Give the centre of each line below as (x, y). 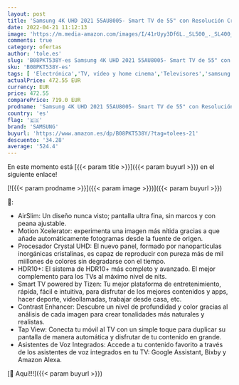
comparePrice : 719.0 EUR (44, 101)
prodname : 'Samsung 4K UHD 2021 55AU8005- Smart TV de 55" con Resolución (121, 107)
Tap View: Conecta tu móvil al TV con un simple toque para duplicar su (122, 329)
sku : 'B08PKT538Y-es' (39, 67)
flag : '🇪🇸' (25, 120)
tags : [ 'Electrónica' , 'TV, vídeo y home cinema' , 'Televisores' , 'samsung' (121, 73)
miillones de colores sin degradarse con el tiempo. (91, 262)
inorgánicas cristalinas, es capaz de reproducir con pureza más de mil (121, 254)
